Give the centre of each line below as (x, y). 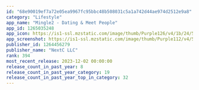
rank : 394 (18, 56)
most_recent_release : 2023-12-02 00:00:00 (59, 61)
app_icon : (18, 34)
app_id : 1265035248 (30, 28)
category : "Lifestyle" (34, 17)
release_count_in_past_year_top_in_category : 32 (67, 78)
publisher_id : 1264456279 (38, 45)
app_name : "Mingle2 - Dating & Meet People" (62, 22)
